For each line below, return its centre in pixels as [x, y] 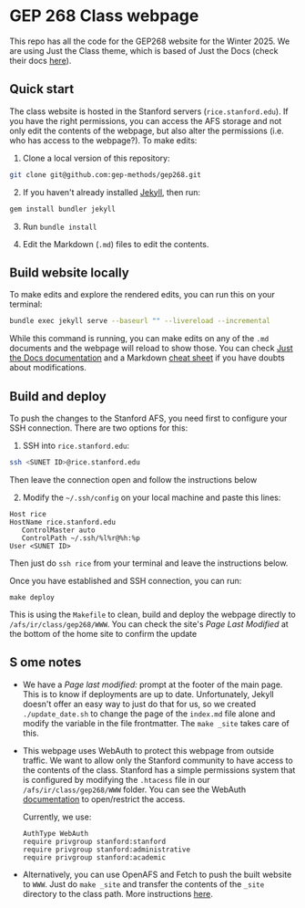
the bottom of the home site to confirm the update [103, 633]
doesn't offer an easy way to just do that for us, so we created [139, 704]
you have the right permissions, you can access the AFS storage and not [146, 120]
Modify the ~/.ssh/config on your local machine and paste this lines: [152, 497]
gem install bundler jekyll [63, 209]
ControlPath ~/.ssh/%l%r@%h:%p [81, 538]
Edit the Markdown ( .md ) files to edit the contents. [116, 244]
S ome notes [46, 663]
